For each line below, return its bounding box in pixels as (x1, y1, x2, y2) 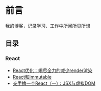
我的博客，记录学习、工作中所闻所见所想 (5, 23, 90, 29)
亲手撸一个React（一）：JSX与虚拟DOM (12, 80, 96, 86)
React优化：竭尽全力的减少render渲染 (12, 67, 93, 74)
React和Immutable (12, 74, 52, 80)
